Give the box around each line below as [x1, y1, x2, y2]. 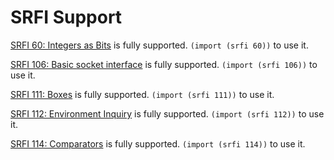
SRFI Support [10, 6, 123, 29]
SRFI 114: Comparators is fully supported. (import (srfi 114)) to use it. [10, 137, 306, 150]
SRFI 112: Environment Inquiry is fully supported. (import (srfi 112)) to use [10, 107, 325, 120]
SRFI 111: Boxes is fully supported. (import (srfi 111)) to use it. [10, 88, 275, 100]
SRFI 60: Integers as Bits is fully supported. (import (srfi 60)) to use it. [10, 39, 309, 51]
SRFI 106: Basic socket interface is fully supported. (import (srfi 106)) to [10, 58, 318, 70]
